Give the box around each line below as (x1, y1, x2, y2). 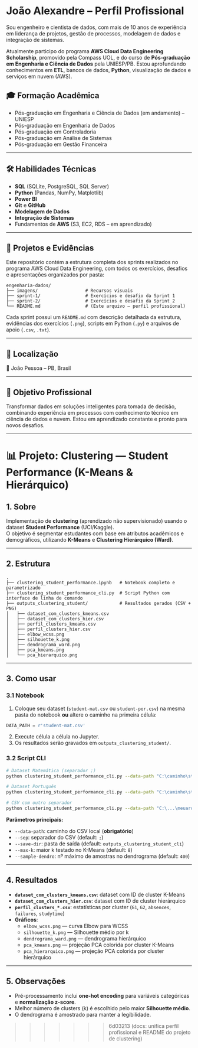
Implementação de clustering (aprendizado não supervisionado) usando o (6, 518, 187, 524)
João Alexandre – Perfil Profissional (6, 4, 184, 18)
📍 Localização (6, 349, 59, 359)
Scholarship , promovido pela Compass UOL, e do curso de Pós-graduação (6, 54, 190, 61)
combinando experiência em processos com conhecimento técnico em (6, 409, 179, 416)
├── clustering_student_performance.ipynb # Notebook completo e (6, 580, 176, 585)
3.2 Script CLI (6, 754, 46, 763)
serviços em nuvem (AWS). (6, 73, 72, 80)
